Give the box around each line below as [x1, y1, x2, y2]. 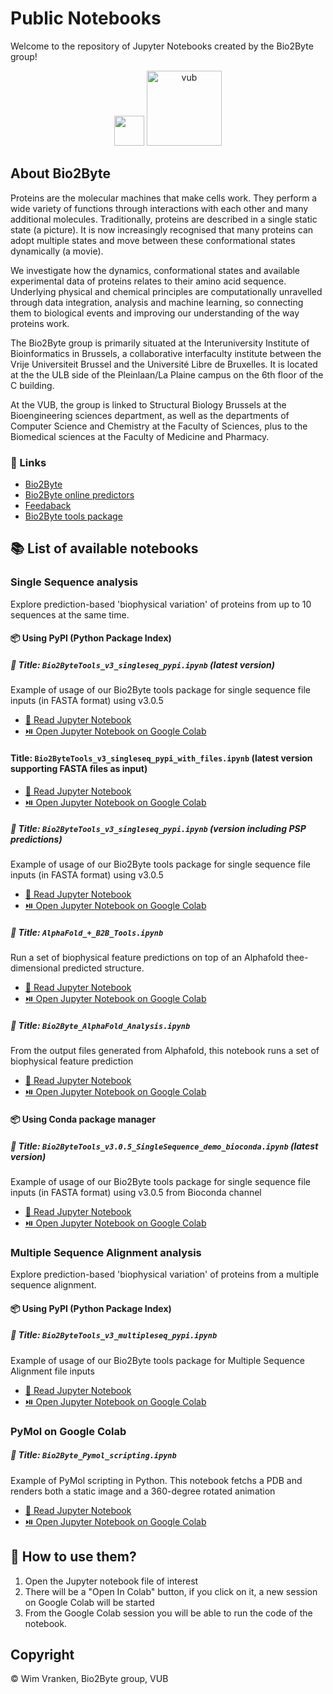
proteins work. [10, 317, 70, 329]
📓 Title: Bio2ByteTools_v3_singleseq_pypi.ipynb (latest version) [10, 658, 276, 671]
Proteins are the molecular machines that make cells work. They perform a [10, 192, 318, 204]
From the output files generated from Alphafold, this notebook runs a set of [10, 1045, 320, 1057]
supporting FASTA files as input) [10, 762, 148, 774]
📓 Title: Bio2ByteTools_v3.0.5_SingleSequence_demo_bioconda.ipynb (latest [10, 1140, 319, 1152]
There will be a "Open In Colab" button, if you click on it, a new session [24, 1585, 318, 1597]
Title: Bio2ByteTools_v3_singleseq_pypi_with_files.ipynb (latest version [10, 752, 313, 764]
